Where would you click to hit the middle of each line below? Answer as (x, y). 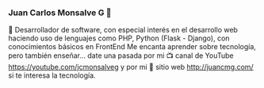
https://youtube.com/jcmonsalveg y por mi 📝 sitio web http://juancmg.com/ (131, 67)
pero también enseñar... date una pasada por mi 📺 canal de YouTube (121, 55)
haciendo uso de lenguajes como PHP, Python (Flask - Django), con (119, 38)
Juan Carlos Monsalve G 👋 (60, 13)
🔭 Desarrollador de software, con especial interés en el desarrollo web (123, 30)
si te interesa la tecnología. (52, 75)
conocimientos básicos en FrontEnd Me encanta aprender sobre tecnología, (132, 47)
